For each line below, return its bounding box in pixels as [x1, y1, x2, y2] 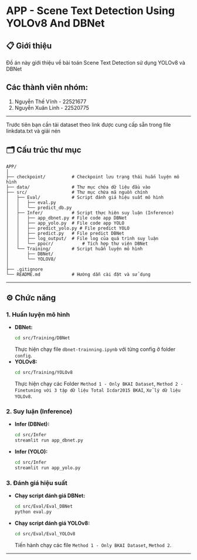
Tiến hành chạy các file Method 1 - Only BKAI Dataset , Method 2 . [14, 541, 172, 548]
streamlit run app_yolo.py [14, 465, 81, 471]
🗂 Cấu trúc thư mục [6, 145, 81, 155]
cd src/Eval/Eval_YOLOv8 [14, 531, 76, 537]
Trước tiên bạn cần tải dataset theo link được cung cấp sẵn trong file [6, 121, 171, 128]
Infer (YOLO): [14, 448, 48, 456]
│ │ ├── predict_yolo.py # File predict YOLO [6, 225, 130, 231]
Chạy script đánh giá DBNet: [14, 492, 86, 500]
